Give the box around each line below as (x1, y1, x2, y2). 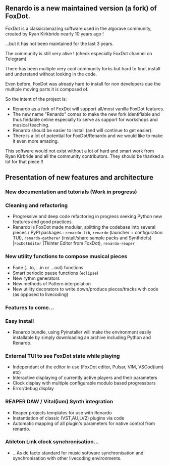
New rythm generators (12, 275, 60, 281)
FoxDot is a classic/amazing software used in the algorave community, (5, 25, 152, 31)
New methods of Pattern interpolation (12, 280, 91, 286)
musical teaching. (12, 121, 49, 128)
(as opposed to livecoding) (12, 291, 69, 298)
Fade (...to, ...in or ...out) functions (12, 264, 84, 270)
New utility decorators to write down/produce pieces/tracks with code (12, 286, 159, 292)
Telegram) (5, 56, 27, 62)
